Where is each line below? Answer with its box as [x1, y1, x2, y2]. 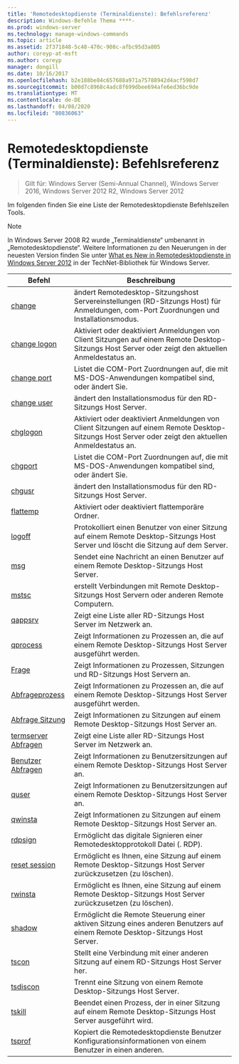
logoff [11, 531, 31, 541]
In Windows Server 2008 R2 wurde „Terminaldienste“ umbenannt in [7, 236, 205, 244]
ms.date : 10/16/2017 [7, 70, 69, 77]
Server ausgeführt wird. [73, 1016, 154, 1026]
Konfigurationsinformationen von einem [73, 1036, 206, 1045]
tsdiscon [11, 981, 40, 991]
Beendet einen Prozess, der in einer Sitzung [73, 998, 221, 1008]
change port [11, 372, 52, 382]
